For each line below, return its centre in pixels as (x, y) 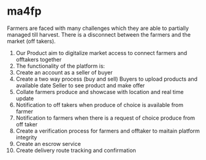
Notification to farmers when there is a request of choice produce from (105, 118)
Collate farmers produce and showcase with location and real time (100, 92)
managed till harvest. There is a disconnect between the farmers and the (99, 34)
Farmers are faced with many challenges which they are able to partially (98, 28)
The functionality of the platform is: (60, 66)
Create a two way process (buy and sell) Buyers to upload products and (107, 79)
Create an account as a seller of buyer (64, 72)
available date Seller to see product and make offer (80, 85)
